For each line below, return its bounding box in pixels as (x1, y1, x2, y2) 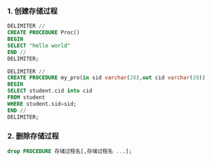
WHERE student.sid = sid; (7, 100, 77, 107)
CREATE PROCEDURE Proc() (7, 29, 80, 36)
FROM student (7, 94, 46, 101)
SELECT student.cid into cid (7, 88, 93, 95)
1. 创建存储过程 (7, 6, 58, 15)
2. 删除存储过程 (7, 131, 60, 141)
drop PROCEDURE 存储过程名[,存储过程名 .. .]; (7, 147, 132, 155)
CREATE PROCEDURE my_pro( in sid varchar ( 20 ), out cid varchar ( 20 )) (7, 74, 206, 81)
